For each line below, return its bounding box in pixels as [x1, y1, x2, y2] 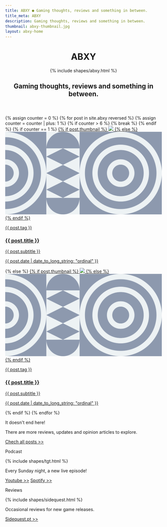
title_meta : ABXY [5, 13, 41, 18]
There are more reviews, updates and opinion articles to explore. [5, 429, 138, 435]
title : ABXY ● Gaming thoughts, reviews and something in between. [5, 8, 148, 13]
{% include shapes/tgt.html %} [5, 458, 69, 464]
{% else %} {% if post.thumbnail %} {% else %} [5, 268, 109, 274]
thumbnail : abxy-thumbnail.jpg [5, 24, 70, 29]
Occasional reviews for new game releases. [5, 506, 94, 512]
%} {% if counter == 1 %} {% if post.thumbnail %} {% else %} [5, 126, 138, 132]
